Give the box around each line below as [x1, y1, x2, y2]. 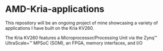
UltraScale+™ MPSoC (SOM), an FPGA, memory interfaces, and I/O [5, 40, 143, 46]
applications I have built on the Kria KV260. [5, 25, 94, 31]
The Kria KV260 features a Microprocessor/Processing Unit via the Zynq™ [5, 35, 157, 41]
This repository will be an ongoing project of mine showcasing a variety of [5, 20, 158, 26]
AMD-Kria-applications [5, 3, 104, 15]
